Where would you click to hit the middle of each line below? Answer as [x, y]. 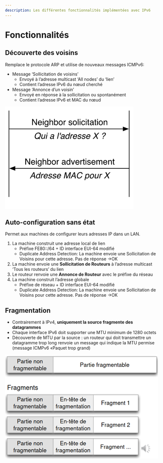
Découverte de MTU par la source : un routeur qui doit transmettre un [81, 338]
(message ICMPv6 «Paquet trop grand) [51, 348]
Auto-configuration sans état [50, 223]
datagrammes [26, 327]
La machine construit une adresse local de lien [58, 244]
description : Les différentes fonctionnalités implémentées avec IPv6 [78, 10]
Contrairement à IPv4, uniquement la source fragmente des [73, 322]
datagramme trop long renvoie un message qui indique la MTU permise [83, 343]
